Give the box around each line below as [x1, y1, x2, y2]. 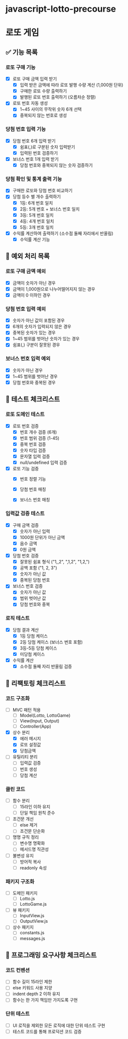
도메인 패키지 [12, 890, 38, 896]
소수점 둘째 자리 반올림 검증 [19, 664, 72, 669]
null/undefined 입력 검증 [19, 460, 68, 465]
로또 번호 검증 [12, 423, 39, 429]
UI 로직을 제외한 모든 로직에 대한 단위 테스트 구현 [12, 1022, 106, 1028]
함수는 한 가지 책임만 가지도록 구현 [12, 997, 78, 1003]
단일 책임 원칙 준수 [19, 810, 55, 816]
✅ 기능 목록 [5, 48, 38, 56]
